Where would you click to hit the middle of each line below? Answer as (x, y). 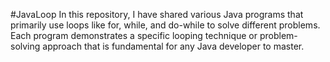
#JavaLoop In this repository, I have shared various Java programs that (157, 14)
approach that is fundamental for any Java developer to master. (173, 46)
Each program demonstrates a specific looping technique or (134, 35)
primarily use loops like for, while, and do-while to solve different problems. (165, 25)
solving (25, 46)
